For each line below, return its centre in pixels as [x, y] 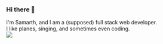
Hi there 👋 [21, 10]
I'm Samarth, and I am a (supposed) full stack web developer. [81, 23]
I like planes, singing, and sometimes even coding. [68, 29]
